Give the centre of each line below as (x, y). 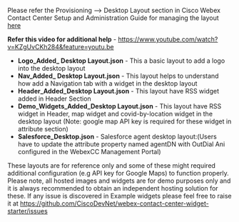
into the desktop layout (51, 68)
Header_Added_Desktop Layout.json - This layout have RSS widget (118, 91)
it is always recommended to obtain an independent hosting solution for (113, 188)
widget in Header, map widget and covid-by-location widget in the (115, 114)
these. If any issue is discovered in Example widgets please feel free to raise (119, 196)
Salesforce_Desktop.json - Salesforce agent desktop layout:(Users (117, 136)
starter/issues (27, 211)
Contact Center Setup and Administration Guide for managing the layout (113, 18)
